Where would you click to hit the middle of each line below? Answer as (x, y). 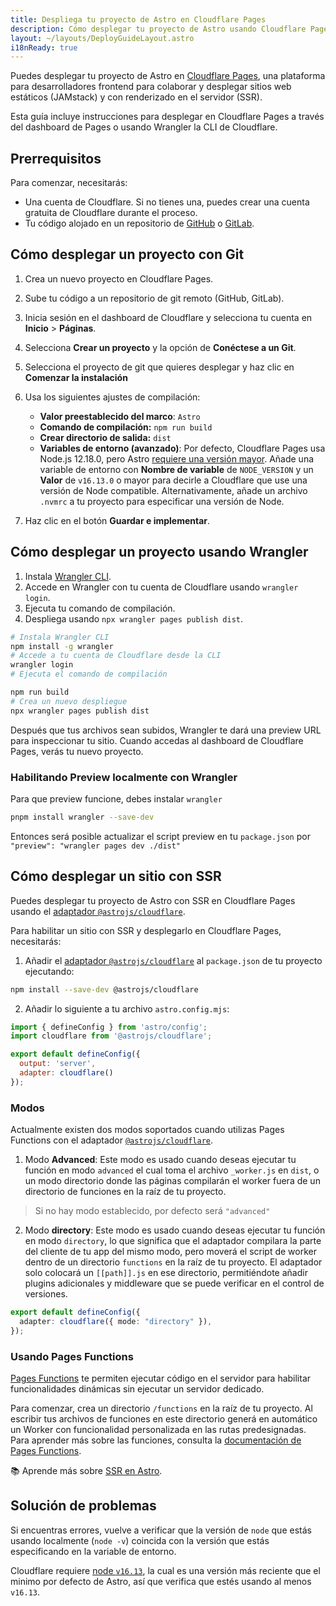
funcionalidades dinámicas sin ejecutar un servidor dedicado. (137, 1389)
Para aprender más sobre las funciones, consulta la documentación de (156, 1440)
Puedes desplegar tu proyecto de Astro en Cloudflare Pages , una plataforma (168, 76)
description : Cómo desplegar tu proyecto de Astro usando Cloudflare (158, 29)
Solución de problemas (83, 1506)
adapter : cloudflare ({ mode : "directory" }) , (116, 1321)
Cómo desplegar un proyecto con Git (127, 254)
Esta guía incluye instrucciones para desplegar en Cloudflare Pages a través (167, 117)
